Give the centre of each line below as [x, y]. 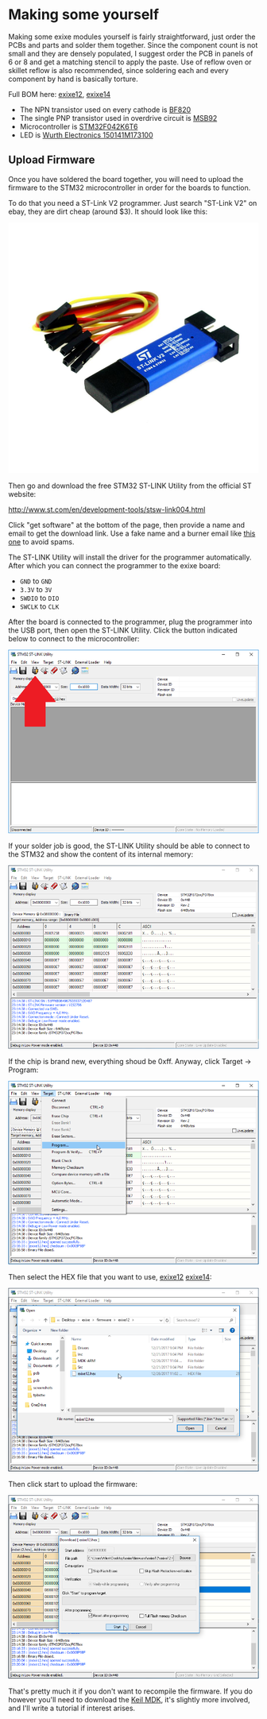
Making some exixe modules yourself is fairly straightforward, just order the [132, 37]
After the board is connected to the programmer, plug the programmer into [130, 621]
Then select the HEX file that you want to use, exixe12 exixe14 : [110, 1276]
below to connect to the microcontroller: [74, 638]
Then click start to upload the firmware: [73, 1484]
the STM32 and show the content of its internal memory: [101, 854]
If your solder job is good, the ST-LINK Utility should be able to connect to [129, 846]
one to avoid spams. [41, 541]
